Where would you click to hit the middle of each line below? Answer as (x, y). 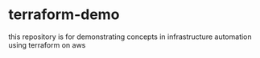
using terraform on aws (47, 44)
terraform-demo (64, 15)
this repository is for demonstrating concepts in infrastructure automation (130, 37)
